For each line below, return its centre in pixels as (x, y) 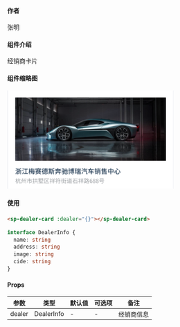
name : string (32, 240)
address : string (37, 247)
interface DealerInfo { (42, 232)
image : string (34, 254)
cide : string (32, 262)
